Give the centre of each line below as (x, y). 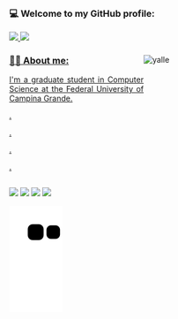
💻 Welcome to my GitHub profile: (82, 14)
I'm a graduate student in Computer (76, 80)
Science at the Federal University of (76, 89)
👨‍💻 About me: (39, 60)
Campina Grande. (41, 99)
